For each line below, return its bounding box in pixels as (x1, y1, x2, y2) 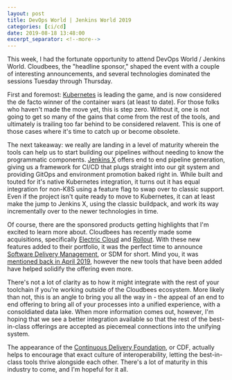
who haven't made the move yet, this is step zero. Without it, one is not (7, 105, 210, 114)
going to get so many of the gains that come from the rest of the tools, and (7, 112, 220, 121)
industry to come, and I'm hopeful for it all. (7, 365, 129, 374)
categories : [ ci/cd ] (7, 23, 67, 30)
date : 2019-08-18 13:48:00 (7, 29, 85, 37)
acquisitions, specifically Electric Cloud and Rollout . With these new (7, 235, 201, 243)
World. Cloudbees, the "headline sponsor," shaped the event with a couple (7, 62, 220, 71)
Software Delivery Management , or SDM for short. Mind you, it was (7, 250, 199, 259)
